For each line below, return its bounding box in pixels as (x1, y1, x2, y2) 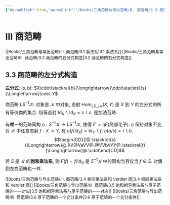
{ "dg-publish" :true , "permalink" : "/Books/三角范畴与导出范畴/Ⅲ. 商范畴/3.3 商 (5, 7, 163, 13)
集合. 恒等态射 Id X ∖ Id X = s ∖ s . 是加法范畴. (27, 110, 117, 117)
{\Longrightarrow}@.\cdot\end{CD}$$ (45, 148, 125, 154)
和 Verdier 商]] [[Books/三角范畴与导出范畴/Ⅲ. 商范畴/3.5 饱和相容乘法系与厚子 (5, 182, 157, 188)
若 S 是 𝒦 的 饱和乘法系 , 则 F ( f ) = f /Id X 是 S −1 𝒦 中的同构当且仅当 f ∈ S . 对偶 (5, 157, 163, 165)
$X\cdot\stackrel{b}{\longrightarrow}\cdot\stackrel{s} (33, 85, 147, 91)
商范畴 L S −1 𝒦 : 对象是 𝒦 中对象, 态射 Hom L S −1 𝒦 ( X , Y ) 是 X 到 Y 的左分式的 (5, 100, 157, 110)
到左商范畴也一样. (5, 165, 42, 172)
